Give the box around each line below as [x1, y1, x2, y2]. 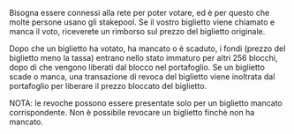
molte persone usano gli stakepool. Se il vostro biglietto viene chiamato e [9, 17, 275, 27]
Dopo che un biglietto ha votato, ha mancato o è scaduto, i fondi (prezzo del [9, 43, 286, 54]
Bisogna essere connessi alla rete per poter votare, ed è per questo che [9, 8, 270, 18]
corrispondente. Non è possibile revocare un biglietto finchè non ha [9, 108, 255, 117]
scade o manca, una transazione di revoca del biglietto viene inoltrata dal [9, 71, 275, 82]
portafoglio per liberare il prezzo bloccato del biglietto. [9, 81, 207, 91]
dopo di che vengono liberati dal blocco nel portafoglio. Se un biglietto [9, 62, 265, 72]
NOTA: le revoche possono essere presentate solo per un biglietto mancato [9, 98, 283, 108]
